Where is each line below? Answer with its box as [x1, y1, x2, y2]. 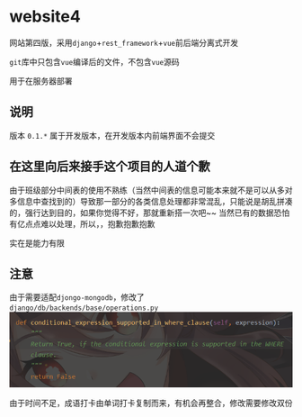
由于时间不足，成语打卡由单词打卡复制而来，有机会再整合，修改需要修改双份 [9, 397, 293, 408]
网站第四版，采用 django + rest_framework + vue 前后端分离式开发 [9, 37, 239, 48]
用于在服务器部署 [9, 75, 73, 86]
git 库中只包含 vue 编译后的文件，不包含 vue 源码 [9, 56, 180, 67]
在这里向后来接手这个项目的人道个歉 [9, 159, 210, 175]
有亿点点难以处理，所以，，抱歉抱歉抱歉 [9, 218, 155, 229]
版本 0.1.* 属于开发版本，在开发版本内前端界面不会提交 [9, 130, 216, 141]
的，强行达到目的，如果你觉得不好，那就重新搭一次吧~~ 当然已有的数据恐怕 [9, 207, 290, 218]
